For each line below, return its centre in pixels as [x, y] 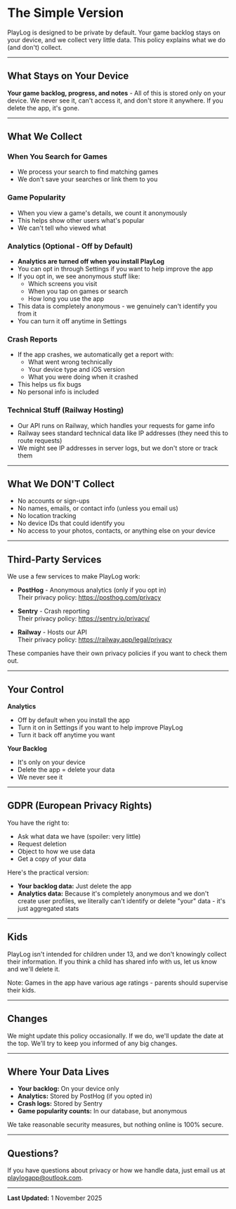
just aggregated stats [48, 908]
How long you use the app [66, 299]
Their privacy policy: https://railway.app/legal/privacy [94, 640]
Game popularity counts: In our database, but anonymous [102, 1111]
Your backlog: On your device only [68, 1089]
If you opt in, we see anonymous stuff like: [79, 276]
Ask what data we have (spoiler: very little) [79, 836]
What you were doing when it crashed [83, 377]
